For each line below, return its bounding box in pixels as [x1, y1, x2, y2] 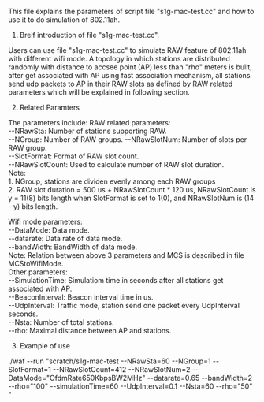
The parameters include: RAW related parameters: [8, 118, 171, 127]
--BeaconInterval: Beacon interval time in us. [8, 292, 154, 302]
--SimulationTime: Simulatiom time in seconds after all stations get [8, 276, 224, 285]
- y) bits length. [8, 202, 58, 211]
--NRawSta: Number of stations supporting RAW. [8, 126, 167, 136]
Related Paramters [19, 102, 80, 112]
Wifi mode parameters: [8, 217, 83, 226]
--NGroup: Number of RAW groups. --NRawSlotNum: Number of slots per [8, 135, 247, 144]
